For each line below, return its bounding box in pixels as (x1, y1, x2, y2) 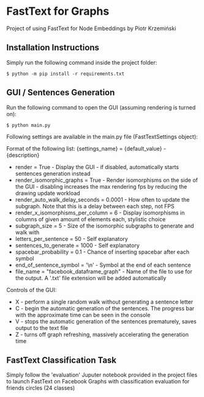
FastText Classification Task (6, 355, 117, 365)
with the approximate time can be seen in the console (15, 311, 151, 318)
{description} (6, 151, 40, 159)
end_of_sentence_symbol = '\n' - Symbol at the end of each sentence (15, 261, 191, 269)
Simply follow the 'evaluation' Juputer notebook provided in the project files (6, 371, 198, 379)
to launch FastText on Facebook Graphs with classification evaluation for (6, 378, 190, 385)
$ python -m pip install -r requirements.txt (6, 71, 124, 77)
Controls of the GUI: (6, 286, 57, 293)
